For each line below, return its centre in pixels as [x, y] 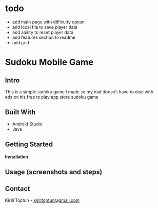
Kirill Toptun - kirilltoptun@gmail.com [42, 200]
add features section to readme [44, 37]
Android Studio [27, 124]
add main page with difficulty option [48, 22]
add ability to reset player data [43, 32]
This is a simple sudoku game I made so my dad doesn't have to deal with [79, 92]
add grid [20, 42]
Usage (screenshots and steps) [54, 172]
